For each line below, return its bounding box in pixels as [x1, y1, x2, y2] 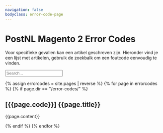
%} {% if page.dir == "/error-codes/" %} [5, 86, 88, 92]
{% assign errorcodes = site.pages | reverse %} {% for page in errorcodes [5, 80, 158, 87]
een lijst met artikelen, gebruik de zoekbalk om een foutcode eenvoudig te [5, 55, 157, 61]
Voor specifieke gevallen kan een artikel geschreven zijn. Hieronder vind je [5, 50, 158, 56]
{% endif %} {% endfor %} [5, 123, 60, 129]
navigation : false [5, 7, 43, 12]
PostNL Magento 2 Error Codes [5, 33, 136, 45]
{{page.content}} [5, 114, 40, 120]
